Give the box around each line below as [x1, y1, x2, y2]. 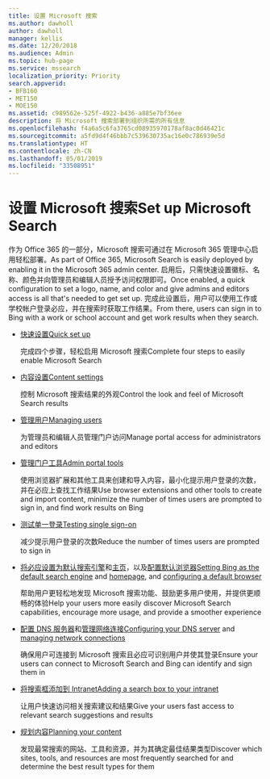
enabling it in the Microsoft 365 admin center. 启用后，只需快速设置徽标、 [8, 265, 253, 274]
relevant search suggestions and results [19, 710, 153, 720]
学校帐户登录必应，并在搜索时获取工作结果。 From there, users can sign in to [8, 304, 262, 313]
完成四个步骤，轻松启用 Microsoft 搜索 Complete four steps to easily [19, 346, 246, 356]
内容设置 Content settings [19, 372, 104, 382]
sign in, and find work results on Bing [19, 503, 143, 513]
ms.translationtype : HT [8, 139, 89, 148]
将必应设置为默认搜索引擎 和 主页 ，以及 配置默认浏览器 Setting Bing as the [19, 563, 260, 572]
